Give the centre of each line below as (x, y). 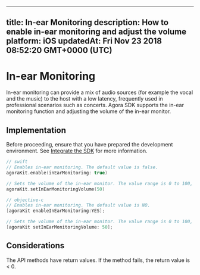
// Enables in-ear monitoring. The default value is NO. (78, 205)
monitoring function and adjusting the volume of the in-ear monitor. (89, 111)
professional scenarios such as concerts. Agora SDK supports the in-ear (95, 105)
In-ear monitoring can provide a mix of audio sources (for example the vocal (100, 92)
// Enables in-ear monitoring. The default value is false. (82, 167)
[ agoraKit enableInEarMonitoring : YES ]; (56, 211)
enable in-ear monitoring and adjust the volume (96, 32)
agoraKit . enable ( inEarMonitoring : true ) (57, 173)
